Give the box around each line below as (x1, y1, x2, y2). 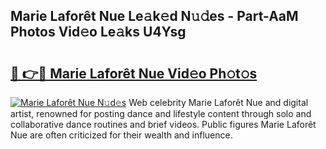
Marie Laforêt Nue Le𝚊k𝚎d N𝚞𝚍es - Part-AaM (10, 8, 299, 25)
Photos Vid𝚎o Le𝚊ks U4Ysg (10, 24, 187, 41)
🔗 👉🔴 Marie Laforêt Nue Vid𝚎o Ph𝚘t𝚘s (10, 65, 258, 82)
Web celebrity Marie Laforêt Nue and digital (128, 97, 309, 108)
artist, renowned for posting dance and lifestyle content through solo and (10, 108, 312, 119)
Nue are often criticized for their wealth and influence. (10, 129, 233, 141)
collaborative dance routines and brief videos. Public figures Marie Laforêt (10, 119, 317, 130)
